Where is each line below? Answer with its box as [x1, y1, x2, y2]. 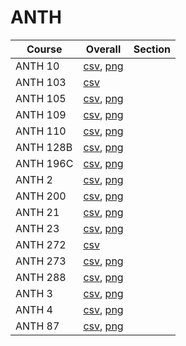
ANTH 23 [15, 221, 60, 235]
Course [26, 42, 63, 56]
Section [133, 42, 172, 56]
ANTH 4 [15, 302, 53, 316]
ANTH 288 [15, 270, 67, 284]
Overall [85, 42, 122, 56]
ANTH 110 [15, 124, 67, 138]
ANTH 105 [15, 91, 67, 105]
